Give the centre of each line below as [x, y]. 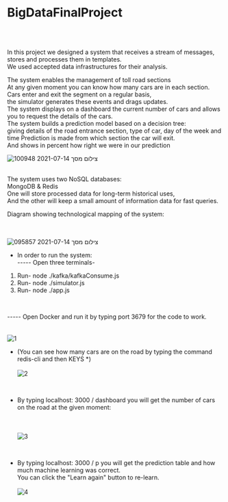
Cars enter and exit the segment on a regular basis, [79, 94]
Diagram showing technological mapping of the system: [86, 214]
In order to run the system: [54, 255]
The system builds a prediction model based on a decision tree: [97, 123]
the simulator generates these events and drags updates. [88, 101]
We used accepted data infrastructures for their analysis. [87, 66]
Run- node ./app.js [43, 290]
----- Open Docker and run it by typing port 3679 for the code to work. [107, 317]
